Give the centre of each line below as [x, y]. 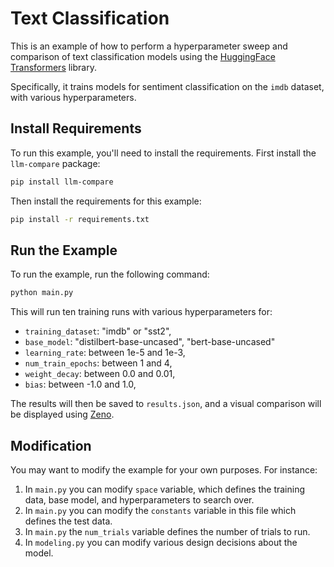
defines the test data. [68, 521]
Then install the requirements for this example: [106, 201]
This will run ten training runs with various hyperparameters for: [141, 312]
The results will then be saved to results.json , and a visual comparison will [166, 404]
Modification [51, 445]
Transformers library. [53, 67]
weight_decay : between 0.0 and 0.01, [100, 374]
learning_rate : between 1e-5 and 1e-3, [105, 353]
